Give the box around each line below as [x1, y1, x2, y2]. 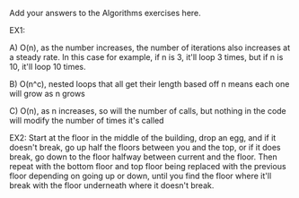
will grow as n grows [9, 89, 85, 99]
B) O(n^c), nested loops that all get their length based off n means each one [9, 79, 290, 89]
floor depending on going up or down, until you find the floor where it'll [9, 170, 272, 181]
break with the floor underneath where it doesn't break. [9, 180, 215, 191]
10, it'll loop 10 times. [9, 62, 87, 72]
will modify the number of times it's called [9, 116, 164, 125]
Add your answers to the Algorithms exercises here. [9, 8, 202, 18]
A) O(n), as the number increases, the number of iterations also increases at [9, 42, 291, 53]
